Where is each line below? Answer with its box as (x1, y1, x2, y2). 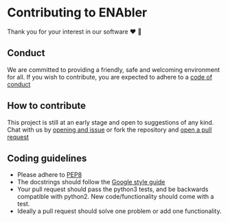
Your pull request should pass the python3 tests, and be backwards (16, 185, 209, 193)
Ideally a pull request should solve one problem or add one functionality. (16, 207, 222, 215)
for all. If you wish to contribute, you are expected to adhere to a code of (7, 73, 213, 81)
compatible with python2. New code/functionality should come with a (16, 193, 214, 201)
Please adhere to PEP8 (16, 171, 82, 179)
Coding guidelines (7, 152, 87, 164)
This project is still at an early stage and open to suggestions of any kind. (7, 118, 214, 126)
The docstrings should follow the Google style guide (16, 178, 166, 186)
